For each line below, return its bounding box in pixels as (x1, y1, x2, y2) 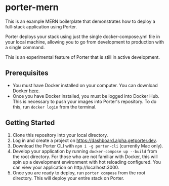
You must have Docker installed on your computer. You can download (12, 82, 158, 88)
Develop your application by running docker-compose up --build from (12, 148, 157, 154)
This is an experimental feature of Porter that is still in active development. (5, 54, 160, 60)
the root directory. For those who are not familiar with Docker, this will (12, 154, 158, 160)
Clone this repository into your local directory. (12, 132, 108, 138)
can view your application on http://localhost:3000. (12, 164, 119, 170)
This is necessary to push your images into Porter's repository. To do (12, 98, 157, 104)
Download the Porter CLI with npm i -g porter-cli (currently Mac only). (12, 142, 163, 148)
